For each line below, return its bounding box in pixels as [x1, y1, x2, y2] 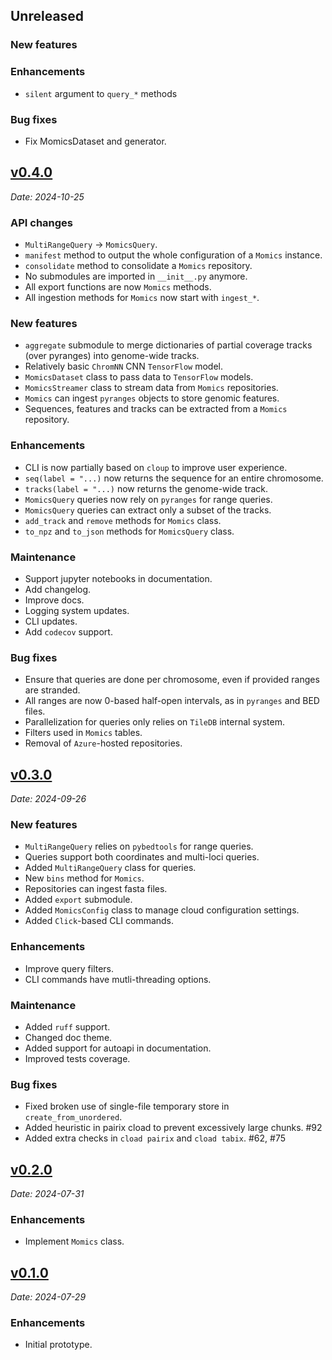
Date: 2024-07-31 [10, 1188, 85, 1200]
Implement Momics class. [24, 1235, 125, 1248]
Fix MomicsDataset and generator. [24, 135, 167, 147]
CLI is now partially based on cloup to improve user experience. [24, 461, 288, 473]
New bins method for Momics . [24, 872, 145, 884]
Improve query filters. [24, 962, 115, 974]
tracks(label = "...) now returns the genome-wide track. [24, 482, 269, 494]
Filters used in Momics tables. [24, 727, 143, 739]
